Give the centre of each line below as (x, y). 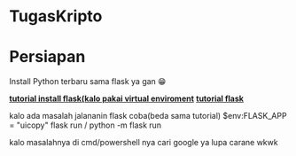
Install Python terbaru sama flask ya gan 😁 (88, 82)
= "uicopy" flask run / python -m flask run (86, 125)
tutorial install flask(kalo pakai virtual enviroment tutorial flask (126, 98)
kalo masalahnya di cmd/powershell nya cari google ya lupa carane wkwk (144, 143)
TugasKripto (56, 16)
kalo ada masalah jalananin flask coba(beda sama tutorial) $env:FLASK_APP (148, 116)
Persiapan (47, 57)
